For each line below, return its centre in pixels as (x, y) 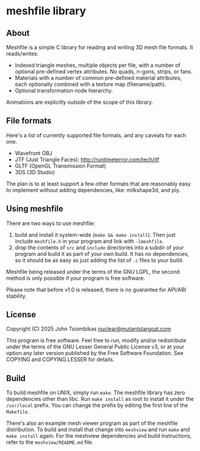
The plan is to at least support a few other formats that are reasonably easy (99, 184)
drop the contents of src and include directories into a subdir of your (99, 247)
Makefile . (18, 412)
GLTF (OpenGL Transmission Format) (60, 166)
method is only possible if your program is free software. (76, 278)
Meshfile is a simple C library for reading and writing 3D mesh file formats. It (100, 47)
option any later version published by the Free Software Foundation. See (95, 353)
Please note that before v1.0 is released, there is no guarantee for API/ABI (96, 289)
